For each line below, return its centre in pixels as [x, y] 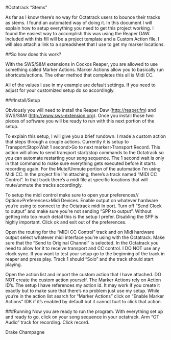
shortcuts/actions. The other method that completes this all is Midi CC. [80, 75]
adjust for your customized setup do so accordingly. [60, 90]
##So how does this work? [33, 54]
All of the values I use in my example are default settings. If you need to [80, 85]
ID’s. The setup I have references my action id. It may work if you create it [83, 285]
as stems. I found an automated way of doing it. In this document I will [79, 23]
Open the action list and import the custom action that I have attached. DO [83, 274]
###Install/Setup [23, 100]
